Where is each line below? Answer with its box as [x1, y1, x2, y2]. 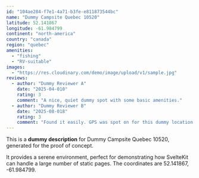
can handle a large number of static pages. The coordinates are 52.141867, [6, 160, 189, 167]
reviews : [6, 75, 28, 81]
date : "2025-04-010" [17, 86, 68, 92]
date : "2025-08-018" [17, 108, 68, 114]
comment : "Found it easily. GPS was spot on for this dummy [17, 120, 169, 126]
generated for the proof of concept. [6, 142, 94, 149]
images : [6, 64, 26, 70]
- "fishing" [11, 53, 42, 59]
